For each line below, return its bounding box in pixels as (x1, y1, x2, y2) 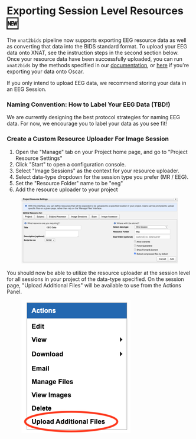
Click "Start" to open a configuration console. (15, 160, 126, 168)
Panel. (6, 288, 22, 296)
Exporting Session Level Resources (6, 4, 184, 18)
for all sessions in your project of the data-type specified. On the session (6, 276, 185, 283)
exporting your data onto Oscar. (6, 68, 84, 75)
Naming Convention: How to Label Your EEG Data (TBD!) (6, 100, 171, 109)
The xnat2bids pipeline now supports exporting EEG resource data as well (6, 37, 187, 44)
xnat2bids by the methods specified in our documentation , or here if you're (6, 61, 190, 68)
